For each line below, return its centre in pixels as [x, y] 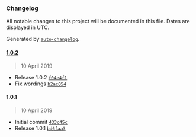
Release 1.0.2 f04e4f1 [41, 77]
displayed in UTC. [28, 27]
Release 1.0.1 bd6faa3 [40, 128]
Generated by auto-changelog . [43, 39]
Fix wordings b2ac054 [40, 84]
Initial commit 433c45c [41, 122]
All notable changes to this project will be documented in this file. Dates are [98, 21]
